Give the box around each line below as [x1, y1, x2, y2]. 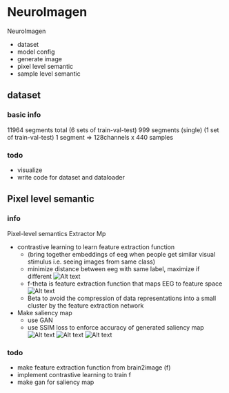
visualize [17, 166, 43, 174]
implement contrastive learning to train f [17, 370, 131, 379]
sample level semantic [17, 70, 81, 78]
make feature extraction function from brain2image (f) [17, 363, 171, 372]
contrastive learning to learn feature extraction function [17, 242, 175, 251]
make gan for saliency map [17, 378, 94, 386]
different [27, 272, 52, 280]
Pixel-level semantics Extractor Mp [7, 229, 106, 237]
